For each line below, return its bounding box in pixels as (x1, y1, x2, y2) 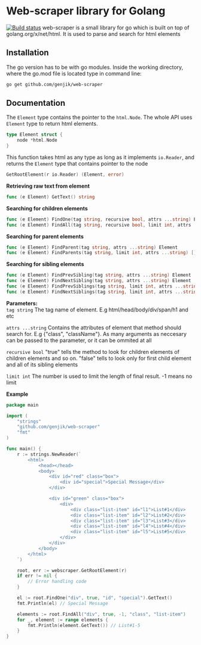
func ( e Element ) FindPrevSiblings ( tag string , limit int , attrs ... (6, 283, 184, 289)
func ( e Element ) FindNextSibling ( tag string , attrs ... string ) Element (6, 278, 191, 284)
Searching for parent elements (6, 233, 84, 240)
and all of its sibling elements (6, 360, 78, 368)
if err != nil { (17, 573, 58, 579)
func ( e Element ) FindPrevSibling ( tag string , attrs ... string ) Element (6, 272, 191, 279)
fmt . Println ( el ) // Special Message (17, 600, 109, 606)
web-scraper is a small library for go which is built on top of (42, 24, 190, 31)
